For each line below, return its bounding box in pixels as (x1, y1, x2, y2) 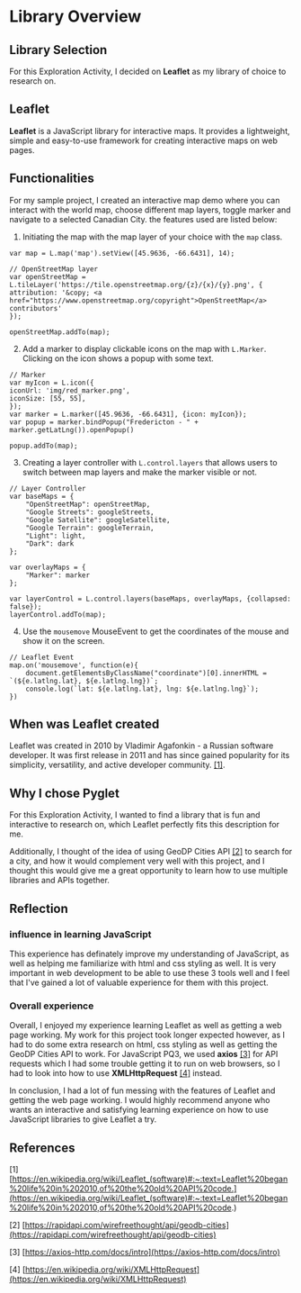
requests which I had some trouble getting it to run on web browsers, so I (9, 1058, 280, 1069)
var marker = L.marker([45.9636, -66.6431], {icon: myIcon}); (9, 410, 247, 419)
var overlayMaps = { (9, 563, 87, 572)
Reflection (9, 900, 69, 916)
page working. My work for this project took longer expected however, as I (9, 1029, 286, 1041)
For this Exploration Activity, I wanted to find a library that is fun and (9, 809, 261, 820)
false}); (9, 601, 42, 611)
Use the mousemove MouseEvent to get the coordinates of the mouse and (22, 626, 289, 637)
